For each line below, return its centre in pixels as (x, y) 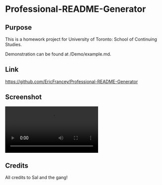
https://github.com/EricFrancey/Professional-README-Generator (72, 81)
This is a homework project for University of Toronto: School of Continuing (81, 39)
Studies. (14, 45)
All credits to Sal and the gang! (36, 178)
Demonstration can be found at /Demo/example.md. (58, 54)
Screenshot (24, 97)
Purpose (19, 27)
